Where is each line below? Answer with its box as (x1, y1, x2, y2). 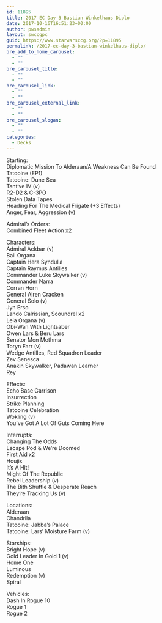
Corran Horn (6, 284, 39, 291)
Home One (6, 559, 34, 566)
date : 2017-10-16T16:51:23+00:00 (6, 20, 92, 26)
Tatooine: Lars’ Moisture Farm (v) (6, 527, 90, 535)
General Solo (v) (6, 297, 48, 304)
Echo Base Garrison (6, 386, 57, 394)
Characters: (6, 238, 36, 246)
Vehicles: (6, 590, 29, 597)
